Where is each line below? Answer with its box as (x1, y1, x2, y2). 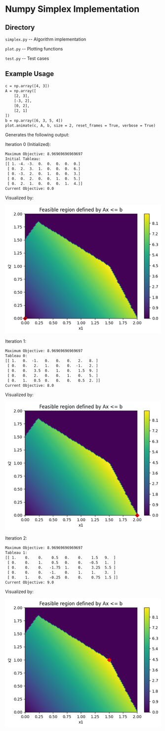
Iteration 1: (5, 338, 27, 344)
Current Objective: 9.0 (5, 580, 54, 585)
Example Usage (5, 70, 54, 78)
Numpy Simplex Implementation (5, 3, 140, 15)
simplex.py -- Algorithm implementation (5, 36, 86, 42)
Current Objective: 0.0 (5, 186, 54, 191)
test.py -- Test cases (5, 55, 49, 61)
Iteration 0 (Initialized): (5, 141, 51, 147)
